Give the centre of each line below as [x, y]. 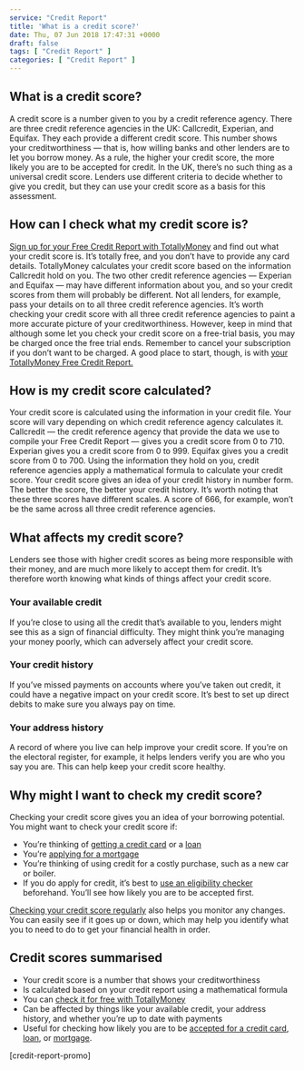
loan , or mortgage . [57, 1037]
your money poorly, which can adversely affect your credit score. [132, 641]
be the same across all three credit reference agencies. [113, 509]
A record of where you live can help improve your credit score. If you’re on [149, 748]
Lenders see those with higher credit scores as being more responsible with [151, 560]
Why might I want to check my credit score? [136, 795]
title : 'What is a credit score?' [75, 26]
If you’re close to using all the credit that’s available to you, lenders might [146, 622]
